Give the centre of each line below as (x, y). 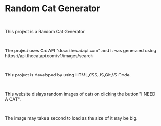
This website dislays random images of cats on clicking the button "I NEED (80, 94)
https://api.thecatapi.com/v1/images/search (49, 56)
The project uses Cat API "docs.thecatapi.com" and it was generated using (81, 50)
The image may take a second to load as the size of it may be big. (71, 118)
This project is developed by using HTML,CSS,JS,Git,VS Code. (68, 75)
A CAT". (13, 99)
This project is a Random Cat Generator (45, 31)
